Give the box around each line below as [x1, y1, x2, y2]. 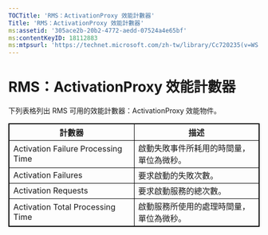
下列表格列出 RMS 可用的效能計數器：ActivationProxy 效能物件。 [8, 106, 221, 116]
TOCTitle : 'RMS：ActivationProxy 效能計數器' [8, 11, 156, 20]
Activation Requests [13, 185, 89, 196]
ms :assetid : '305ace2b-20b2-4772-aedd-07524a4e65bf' [8, 26, 187, 34]
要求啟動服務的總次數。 [138, 186, 227, 197]
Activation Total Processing [13, 202, 116, 213]
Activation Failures [13, 170, 83, 181]
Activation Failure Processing [13, 143, 123, 155]
